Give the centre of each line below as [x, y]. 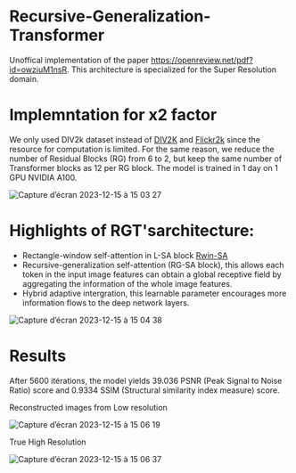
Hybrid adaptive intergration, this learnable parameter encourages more [154, 293]
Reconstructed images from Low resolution [88, 407]
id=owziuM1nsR [38, 69]
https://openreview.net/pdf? [202, 60]
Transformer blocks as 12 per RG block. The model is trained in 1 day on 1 [144, 167]
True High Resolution [48, 442]
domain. [24, 78]
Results [38, 356]
